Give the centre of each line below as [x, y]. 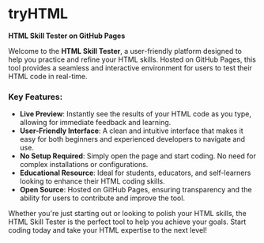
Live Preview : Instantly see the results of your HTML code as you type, [135, 114]
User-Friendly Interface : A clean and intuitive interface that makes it [131, 131]
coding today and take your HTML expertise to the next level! [107, 230]
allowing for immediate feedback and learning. [95, 123]
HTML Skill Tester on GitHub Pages [67, 36]
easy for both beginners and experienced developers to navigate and [132, 139]
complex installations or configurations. [84, 165]
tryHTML [38, 14]
